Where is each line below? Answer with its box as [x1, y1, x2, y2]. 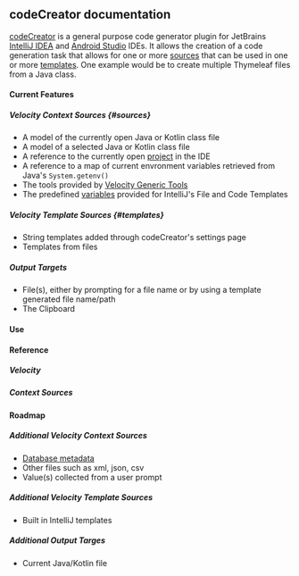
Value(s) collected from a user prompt [21, 472, 162, 482]
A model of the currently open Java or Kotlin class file [21, 132, 220, 143]
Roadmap [9, 410, 46, 421]
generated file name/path [21, 294, 116, 305]
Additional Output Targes [9, 535, 105, 546]
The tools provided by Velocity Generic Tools [21, 179, 188, 190]
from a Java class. [9, 69, 77, 79]
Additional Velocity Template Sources [9, 492, 154, 503]
